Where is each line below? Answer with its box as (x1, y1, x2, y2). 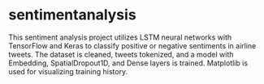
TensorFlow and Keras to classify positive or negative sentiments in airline (8, 40, 257, 50)
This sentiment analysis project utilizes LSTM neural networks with (8, 32, 232, 42)
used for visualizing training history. (8, 66, 128, 76)
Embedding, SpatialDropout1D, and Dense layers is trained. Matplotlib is (8, 58, 249, 68)
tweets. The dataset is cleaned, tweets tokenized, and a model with (8, 49, 234, 59)
